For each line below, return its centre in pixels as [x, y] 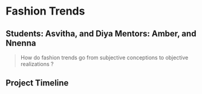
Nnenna [21, 43]
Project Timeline [37, 83]
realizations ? [37, 64]
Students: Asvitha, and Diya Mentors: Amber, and [101, 34]
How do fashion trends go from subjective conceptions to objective [104, 58]
